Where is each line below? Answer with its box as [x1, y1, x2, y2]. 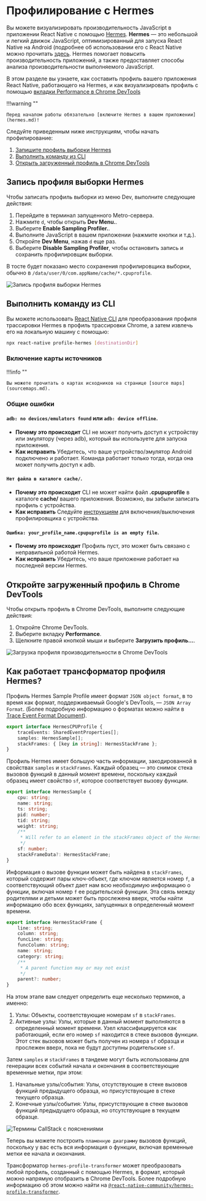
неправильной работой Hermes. [15, 549, 99, 556]
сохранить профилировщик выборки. [15, 251, 113, 258]
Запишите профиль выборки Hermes [15, 146, 112, 153]
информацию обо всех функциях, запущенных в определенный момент [6, 901, 195, 908]
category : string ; [17, 953, 64, 960]
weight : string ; [17, 823, 59, 829]
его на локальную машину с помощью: [6, 328, 109, 335]
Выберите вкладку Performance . [15, 631, 102, 638]
